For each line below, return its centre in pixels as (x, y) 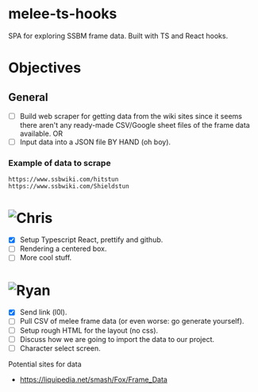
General (29, 97)
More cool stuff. (46, 258)
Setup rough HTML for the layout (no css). (89, 330)
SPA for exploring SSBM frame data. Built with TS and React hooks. (118, 36)
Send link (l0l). (43, 312)
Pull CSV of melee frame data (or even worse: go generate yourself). (132, 321)
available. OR (41, 133)
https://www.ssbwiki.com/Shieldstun (69, 186)
